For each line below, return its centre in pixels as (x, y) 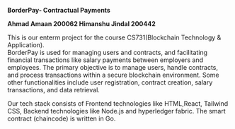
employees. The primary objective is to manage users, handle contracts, (113, 67)
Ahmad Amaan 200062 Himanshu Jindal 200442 (81, 24)
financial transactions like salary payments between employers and (105, 60)
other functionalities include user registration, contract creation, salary (110, 82)
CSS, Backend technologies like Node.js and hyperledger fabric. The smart (117, 111)
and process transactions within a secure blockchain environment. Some (113, 75)
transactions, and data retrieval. (54, 90)
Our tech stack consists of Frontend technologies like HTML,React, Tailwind (118, 104)
